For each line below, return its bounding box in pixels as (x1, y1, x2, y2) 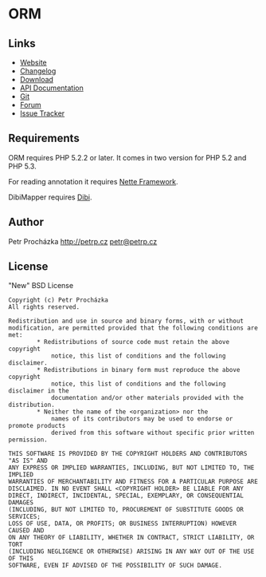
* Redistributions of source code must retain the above (37, 338, 229, 346)
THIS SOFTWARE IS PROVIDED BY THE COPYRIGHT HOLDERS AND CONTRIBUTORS (8, 450, 248, 458)
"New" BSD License (8, 281, 74, 290)
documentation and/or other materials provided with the (50, 394, 244, 402)
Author (8, 215, 44, 229)
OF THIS (8, 555, 34, 563)
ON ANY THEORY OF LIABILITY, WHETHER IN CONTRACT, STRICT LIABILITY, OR (8, 534, 255, 542)
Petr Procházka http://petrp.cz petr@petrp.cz (8, 236, 158, 246)
